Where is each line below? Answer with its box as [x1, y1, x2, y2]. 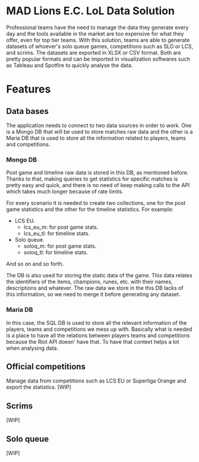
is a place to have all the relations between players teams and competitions [6, 331, 190, 339]
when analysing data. [6, 344, 58, 352]
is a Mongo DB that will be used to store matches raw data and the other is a [6, 128, 193, 135]
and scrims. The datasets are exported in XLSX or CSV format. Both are [6, 49, 181, 56]
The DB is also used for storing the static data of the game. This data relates [6, 272, 193, 279]
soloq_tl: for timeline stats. [23, 249, 88, 256]
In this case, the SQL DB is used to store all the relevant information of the [6, 319, 187, 326]
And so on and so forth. [6, 260, 64, 268]
